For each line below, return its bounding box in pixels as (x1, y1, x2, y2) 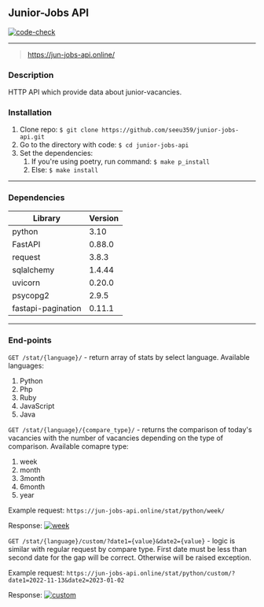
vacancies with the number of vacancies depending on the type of (8, 433, 224, 442)
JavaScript (19, 402, 55, 410)
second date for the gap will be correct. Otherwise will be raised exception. (8, 553, 251, 562)
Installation (8, 107, 53, 118)
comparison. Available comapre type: (8, 442, 129, 451)
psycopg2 (12, 290, 49, 301)
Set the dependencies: (19, 149, 93, 158)
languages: (8, 361, 45, 370)
